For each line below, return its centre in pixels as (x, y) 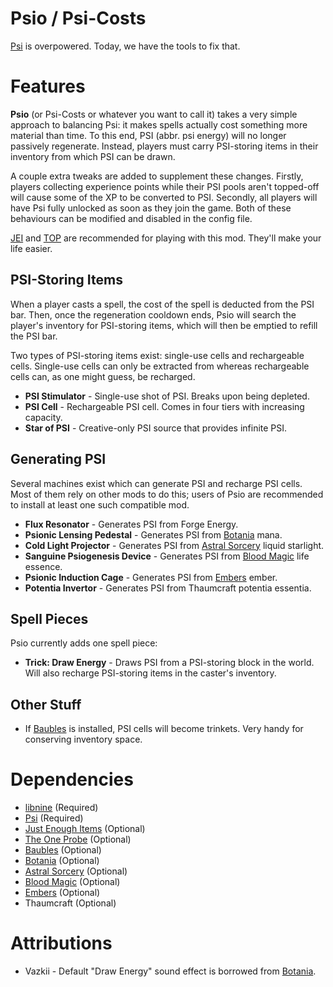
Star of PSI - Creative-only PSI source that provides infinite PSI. (156, 428)
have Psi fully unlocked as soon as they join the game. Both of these (151, 208)
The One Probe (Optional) (78, 839)
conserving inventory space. (83, 739)
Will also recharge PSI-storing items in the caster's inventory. (150, 673)
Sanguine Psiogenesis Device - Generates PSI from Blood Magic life (167, 556)
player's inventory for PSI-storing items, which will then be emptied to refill (164, 325)
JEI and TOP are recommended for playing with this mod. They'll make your (166, 238)
